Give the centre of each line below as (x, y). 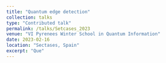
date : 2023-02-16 (28, 40)
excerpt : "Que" (25, 51)
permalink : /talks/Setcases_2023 (48, 28)
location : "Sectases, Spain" (43, 46)
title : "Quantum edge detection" (48, 12)
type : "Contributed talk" (39, 23)
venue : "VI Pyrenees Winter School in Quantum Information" (84, 34)
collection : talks (29, 17)
